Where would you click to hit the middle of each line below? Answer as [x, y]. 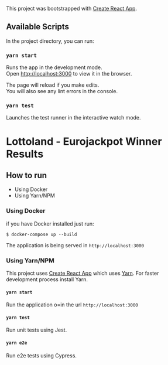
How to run [27, 175]
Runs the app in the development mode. [54, 67]
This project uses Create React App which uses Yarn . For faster [83, 273]
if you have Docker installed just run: [50, 224]
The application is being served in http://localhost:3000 [75, 245]
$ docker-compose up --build [42, 234]
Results [25, 154]
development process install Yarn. [47, 279]
